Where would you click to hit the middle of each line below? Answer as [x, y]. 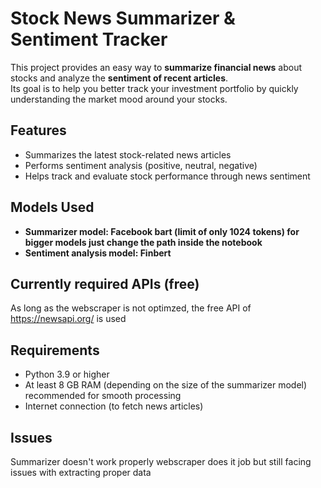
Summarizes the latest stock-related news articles [128, 154]
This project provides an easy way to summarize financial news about [156, 67]
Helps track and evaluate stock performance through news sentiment [167, 176]
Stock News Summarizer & [123, 18]
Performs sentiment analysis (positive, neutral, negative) [141, 165]
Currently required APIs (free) [105, 283]
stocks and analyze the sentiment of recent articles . [119, 78]
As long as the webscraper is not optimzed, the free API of [131, 308]
